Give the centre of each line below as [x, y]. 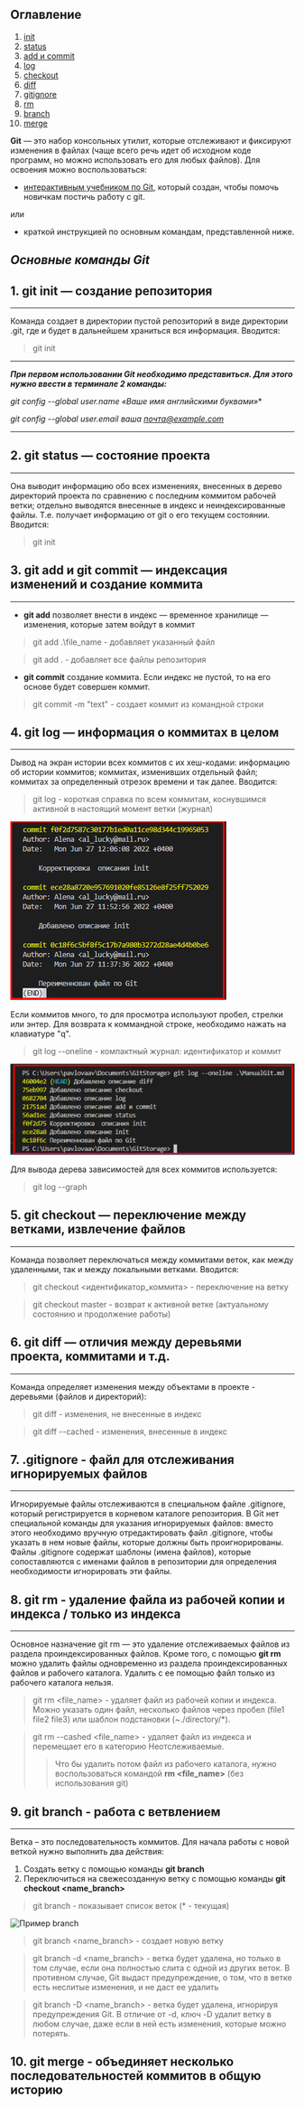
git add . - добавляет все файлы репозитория [119, 659]
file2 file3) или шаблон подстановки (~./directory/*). [131, 1719]
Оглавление [46, 15]
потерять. [51, 2033]
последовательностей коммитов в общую [136, 2076]
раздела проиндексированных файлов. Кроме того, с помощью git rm [146, 1654]
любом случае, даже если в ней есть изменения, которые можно [159, 2024]
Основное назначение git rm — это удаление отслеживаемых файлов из [150, 1644]
